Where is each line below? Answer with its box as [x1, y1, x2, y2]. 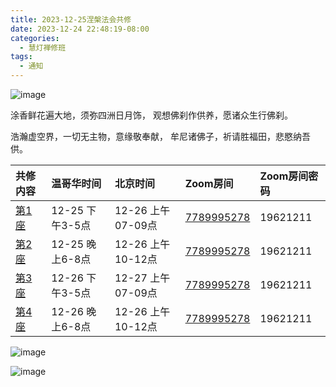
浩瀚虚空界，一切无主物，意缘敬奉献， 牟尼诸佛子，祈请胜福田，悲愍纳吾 [10, 131, 311, 142]
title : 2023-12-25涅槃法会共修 [10, 14, 132, 25]
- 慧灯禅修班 [19, 42, 67, 53]
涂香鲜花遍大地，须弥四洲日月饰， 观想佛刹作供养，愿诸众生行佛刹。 [10, 109, 293, 121]
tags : [10, 52, 33, 62]
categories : [10, 33, 60, 43]
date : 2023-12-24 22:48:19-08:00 [10, 24, 150, 34]
